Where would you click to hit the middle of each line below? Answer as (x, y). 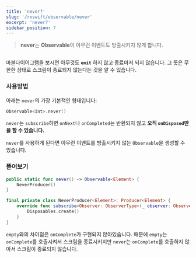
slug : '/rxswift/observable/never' (49, 17)
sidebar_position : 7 (31, 28)
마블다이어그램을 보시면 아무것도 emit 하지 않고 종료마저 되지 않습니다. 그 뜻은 (94, 62)
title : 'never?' (26, 11)
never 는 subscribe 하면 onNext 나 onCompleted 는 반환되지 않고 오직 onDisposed (95, 123)
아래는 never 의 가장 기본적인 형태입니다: (52, 100)
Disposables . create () (53, 212)
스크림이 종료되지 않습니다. (47, 249)
